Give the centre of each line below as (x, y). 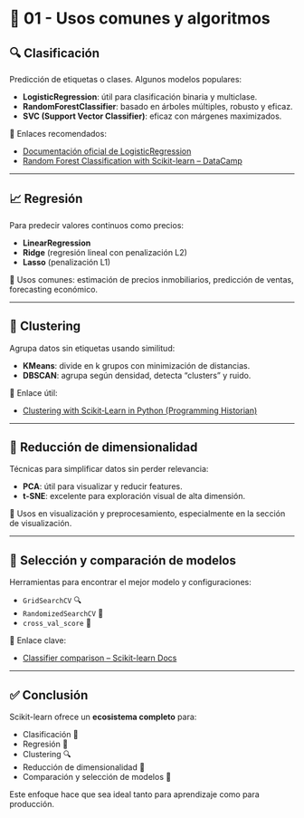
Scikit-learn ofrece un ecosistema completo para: (103, 717)
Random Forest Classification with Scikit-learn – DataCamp (132, 161)
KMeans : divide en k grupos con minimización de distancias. (136, 365)
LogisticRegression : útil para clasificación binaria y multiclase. (140, 97)
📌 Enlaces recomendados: (58, 134)
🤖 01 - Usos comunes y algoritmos (140, 19)
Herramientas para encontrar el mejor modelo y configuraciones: (130, 582)
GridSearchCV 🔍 (52, 601)
